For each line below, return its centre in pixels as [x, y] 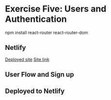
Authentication [36, 19]
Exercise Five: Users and [56, 9]
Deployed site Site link [27, 59]
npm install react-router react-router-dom [47, 32]
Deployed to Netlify [35, 91]
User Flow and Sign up [40, 75]
